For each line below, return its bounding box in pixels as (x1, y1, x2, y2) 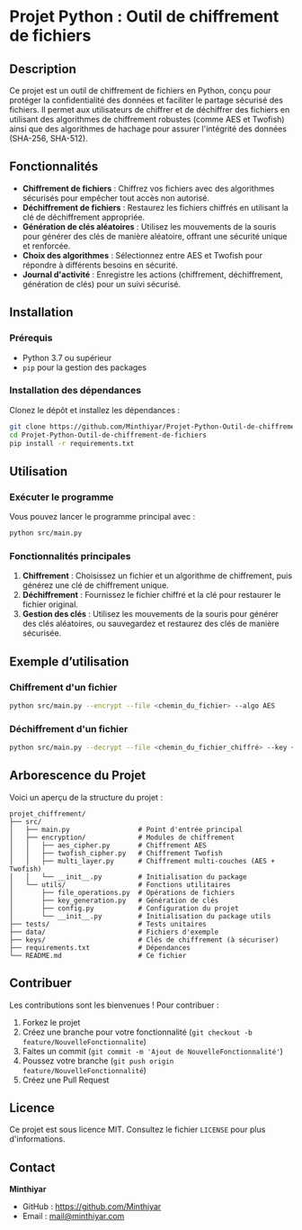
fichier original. (22, 599, 79, 610)
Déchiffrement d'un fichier (9, 722, 129, 735)
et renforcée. (22, 240, 71, 251)
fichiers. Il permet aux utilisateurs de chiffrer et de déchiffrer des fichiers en (9, 104, 290, 114)
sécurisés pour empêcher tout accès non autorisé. (22, 192, 209, 203)
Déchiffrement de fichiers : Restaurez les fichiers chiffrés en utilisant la (22, 202, 289, 213)
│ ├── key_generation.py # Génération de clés (9, 896, 219, 905)
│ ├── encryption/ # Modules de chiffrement (9, 833, 235, 842)
